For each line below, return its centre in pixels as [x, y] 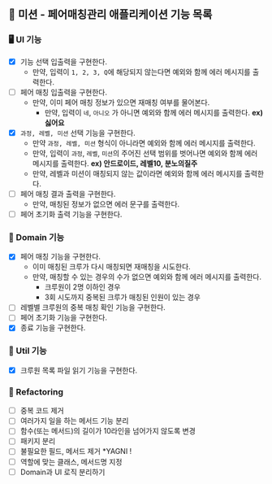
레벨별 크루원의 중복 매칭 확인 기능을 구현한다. [93, 307]
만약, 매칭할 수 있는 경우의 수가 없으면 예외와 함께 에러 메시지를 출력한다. [147, 277]
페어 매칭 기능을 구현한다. [60, 257]
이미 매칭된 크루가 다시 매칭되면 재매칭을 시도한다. [111, 267]
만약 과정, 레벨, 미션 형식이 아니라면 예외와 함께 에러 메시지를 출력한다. [144, 143]
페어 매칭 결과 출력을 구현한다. [68, 194]
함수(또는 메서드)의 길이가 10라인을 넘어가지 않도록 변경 [108, 431]
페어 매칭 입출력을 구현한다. [64, 92]
